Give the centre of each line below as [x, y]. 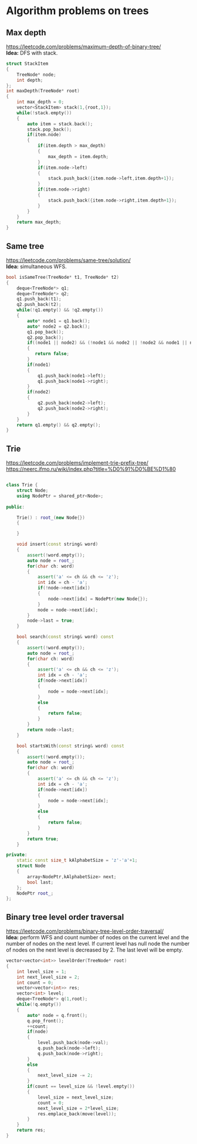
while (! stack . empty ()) [44, 113]
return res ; [31, 1130]
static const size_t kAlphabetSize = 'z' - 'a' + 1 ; [77, 860]
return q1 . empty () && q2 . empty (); [59, 425]
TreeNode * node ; [37, 75]
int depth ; [30, 80]
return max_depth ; [39, 222]
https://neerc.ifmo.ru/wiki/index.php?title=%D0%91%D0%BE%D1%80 [91, 469]
